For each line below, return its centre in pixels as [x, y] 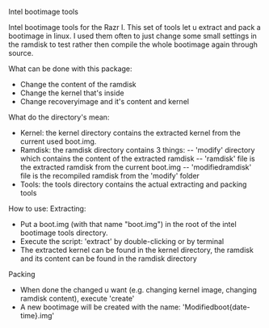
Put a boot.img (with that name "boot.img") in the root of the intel [128, 224]
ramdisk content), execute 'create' [77, 299]
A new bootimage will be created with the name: [100, 307]
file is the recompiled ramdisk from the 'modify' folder [110, 176]
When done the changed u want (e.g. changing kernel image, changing [138, 290]
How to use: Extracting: [47, 208]
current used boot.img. [58, 141]
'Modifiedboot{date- [216, 307]
